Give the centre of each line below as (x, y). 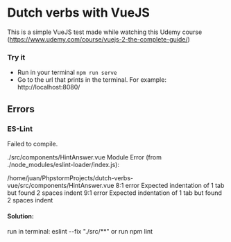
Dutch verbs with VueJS (79, 13)
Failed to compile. (33, 144)
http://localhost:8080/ (49, 87)
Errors (21, 109)
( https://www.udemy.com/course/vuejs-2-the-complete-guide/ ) (99, 39)
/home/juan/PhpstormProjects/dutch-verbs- (70, 178)
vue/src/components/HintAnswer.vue (61, 185)
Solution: (21, 216)
